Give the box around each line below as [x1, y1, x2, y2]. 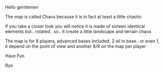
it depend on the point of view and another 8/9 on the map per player [5, 43, 146, 49]
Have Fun [5, 53, 25, 59]
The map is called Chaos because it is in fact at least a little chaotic [5, 14, 142, 19]
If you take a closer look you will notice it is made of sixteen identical [5, 23, 145, 29]
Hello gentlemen [5, 4, 39, 10]
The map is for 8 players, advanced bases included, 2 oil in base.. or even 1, [5, 38, 160, 44]
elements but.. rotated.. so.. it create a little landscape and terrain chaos [5, 29, 152, 34]
